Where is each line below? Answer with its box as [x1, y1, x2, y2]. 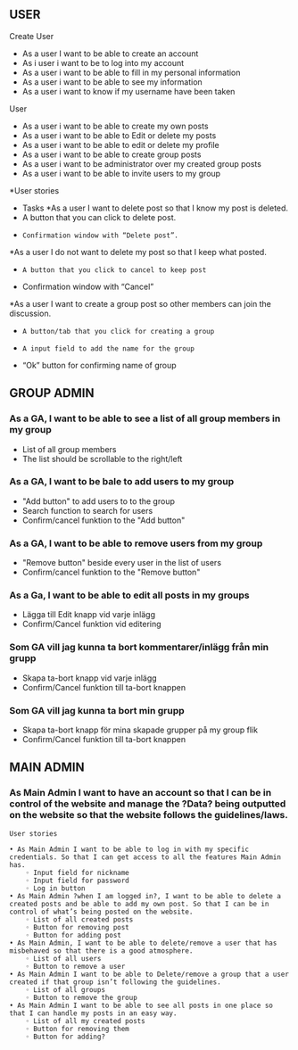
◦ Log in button [25, 883, 87, 893]
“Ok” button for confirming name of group [21, 360, 177, 370]
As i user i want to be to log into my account [21, 57, 185, 68]
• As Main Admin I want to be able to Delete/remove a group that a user [9, 970, 290, 979]
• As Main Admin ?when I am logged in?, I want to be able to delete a [9, 891, 281, 900]
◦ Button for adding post [25, 930, 122, 939]
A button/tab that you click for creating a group [21, 327, 215, 335]
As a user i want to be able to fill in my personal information [21, 67, 241, 78]
